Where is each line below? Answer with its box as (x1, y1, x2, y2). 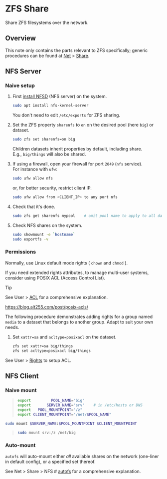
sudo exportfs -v (12, 236, 49, 241)
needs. (5, 324, 19, 330)
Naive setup (5, 82, 35, 89)
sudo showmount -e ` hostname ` (12, 232, 76, 237)
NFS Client (5, 372, 39, 380)
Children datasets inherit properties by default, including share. (12, 146, 143, 152)
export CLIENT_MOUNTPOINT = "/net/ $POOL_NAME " (17, 412, 112, 417)
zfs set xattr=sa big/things (12, 343, 73, 348)
